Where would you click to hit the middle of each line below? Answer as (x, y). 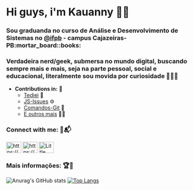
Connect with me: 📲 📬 (39, 130)
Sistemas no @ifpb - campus (49, 38)
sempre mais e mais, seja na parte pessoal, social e (82, 69)
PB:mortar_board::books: (44, 46)
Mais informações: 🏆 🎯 (40, 165)
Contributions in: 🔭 (39, 89)
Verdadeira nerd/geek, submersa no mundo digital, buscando (97, 62)
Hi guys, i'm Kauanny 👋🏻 (68, 12)
